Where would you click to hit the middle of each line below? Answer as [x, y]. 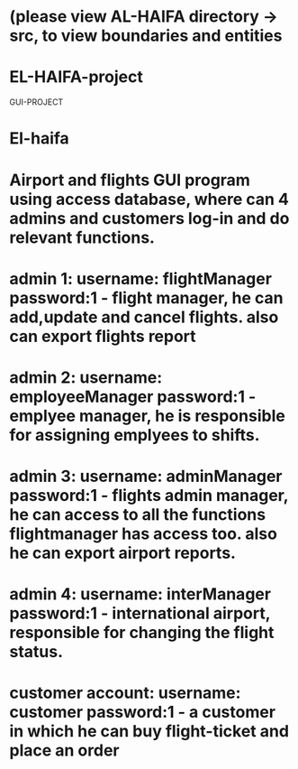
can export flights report [103, 336]
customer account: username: [125, 693]
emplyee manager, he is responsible [147, 416]
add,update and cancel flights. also [144, 317]
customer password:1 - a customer [143, 713]
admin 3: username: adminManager [146, 477]
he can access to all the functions [138, 515]
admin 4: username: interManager [140, 594]
